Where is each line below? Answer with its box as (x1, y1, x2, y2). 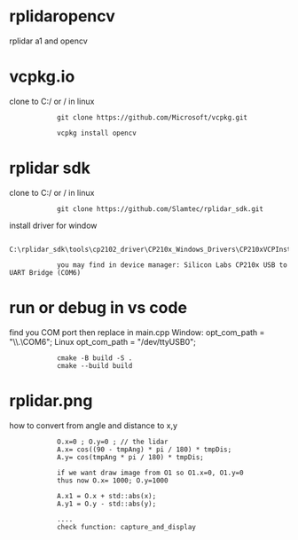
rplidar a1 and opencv (9, 35, 89, 46)
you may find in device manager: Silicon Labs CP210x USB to (56, 260, 288, 270)
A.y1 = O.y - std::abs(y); (56, 499, 157, 508)
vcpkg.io (9, 67, 75, 87)
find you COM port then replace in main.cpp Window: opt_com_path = (9, 326, 265, 338)
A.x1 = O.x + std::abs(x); (56, 491, 157, 500)
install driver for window (9, 220, 98, 231)
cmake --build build (56, 361, 133, 370)
